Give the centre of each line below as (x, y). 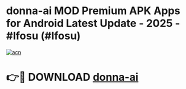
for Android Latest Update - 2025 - (93, 23)
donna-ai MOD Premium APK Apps (93, 11)
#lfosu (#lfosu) (44, 36)
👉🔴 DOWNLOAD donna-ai (72, 77)
